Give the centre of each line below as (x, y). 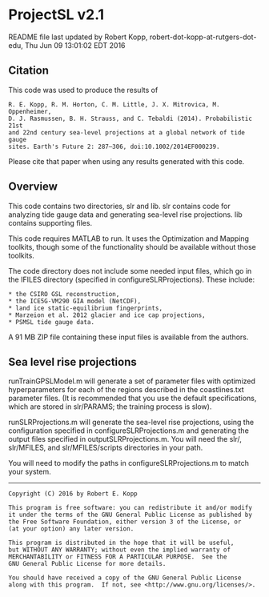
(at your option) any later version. (71, 529)
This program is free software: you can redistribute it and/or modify (130, 508)
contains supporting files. (50, 222)
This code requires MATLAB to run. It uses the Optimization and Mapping (129, 238)
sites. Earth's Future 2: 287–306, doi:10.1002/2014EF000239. (114, 146)
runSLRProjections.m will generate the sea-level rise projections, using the (131, 423)
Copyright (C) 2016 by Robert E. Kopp (73, 494)
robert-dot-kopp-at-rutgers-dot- (203, 37)
